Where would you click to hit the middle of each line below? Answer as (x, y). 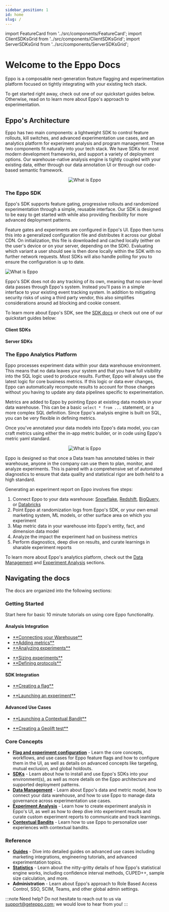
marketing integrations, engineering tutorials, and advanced (75, 857)
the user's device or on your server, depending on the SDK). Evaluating (79, 246)
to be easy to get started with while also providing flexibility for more (76, 214)
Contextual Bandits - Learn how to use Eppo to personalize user (80, 822)
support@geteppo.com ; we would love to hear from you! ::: (67, 904)
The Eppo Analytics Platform (41, 354)
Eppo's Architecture (37, 120)
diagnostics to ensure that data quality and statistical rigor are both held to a (84, 474)
